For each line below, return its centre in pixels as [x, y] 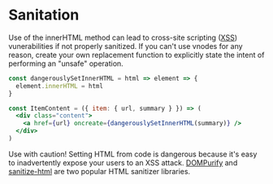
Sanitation [44, 15]
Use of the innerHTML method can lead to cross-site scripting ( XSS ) [123, 37]
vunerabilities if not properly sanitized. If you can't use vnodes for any [126, 46]
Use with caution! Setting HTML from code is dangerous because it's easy [133, 154]
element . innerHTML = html [60, 86]
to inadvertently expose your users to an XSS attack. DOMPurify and [123, 162]
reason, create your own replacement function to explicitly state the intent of [136, 55]
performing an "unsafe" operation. [66, 64]
